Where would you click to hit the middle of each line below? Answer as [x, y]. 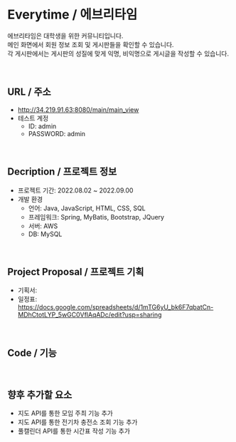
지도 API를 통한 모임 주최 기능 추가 [65, 413]
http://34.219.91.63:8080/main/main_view [78, 109]
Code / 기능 [32, 353]
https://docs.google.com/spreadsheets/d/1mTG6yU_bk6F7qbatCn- [116, 307]
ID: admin [42, 126]
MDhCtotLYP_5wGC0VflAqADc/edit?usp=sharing [90, 315]
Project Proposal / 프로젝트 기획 [76, 272]
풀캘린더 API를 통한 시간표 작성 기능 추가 [74, 431]
